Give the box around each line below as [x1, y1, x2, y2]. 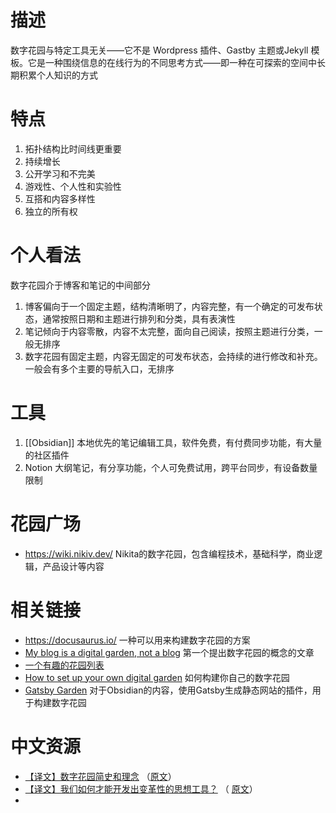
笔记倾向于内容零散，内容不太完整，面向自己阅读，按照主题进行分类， [24, 325, 315, 337]
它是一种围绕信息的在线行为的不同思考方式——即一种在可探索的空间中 [27, 56, 317, 68]
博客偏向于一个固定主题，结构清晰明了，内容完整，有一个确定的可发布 [24, 300, 315, 312]
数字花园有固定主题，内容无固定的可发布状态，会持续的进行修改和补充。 [24, 350, 323, 362]
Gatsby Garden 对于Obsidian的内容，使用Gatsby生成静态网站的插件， [24, 684, 313, 696]
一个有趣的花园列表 [24, 659, 105, 671]
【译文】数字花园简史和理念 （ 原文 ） [24, 770, 177, 782]
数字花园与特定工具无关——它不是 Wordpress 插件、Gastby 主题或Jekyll [10, 44, 309, 56]
